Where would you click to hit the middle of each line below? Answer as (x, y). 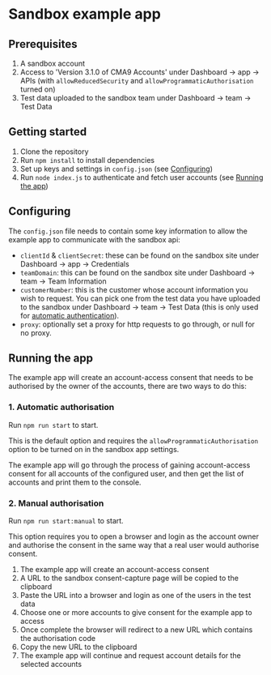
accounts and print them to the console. (75, 482)
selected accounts (51, 664)
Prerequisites (43, 44)
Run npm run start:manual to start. (66, 521)
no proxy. (36, 332)
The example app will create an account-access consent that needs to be (131, 378)
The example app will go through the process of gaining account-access (129, 465)
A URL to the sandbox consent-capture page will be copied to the (129, 578)
